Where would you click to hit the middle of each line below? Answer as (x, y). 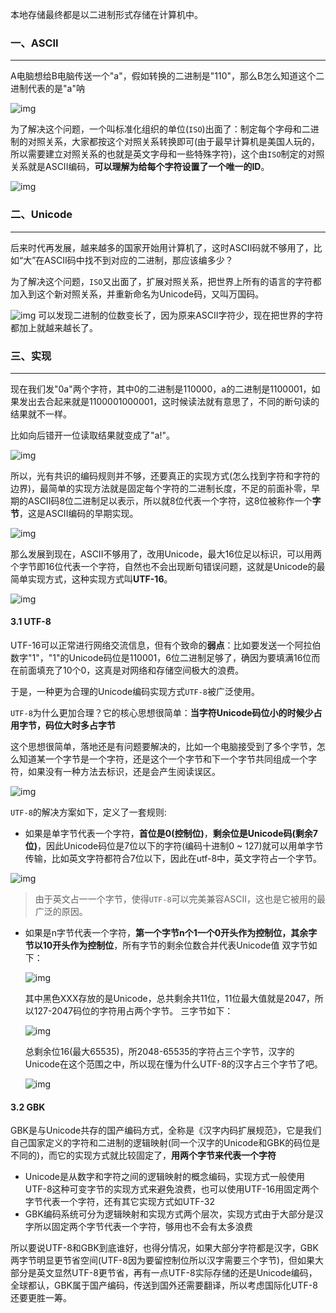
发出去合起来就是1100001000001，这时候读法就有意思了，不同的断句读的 (169, 401)
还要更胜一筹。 (41, 1298)
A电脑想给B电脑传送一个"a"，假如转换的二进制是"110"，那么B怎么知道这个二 (167, 76)
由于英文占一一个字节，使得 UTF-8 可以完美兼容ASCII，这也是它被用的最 (180, 899)
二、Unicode (41, 215)
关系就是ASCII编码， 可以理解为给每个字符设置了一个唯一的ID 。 (140, 167)
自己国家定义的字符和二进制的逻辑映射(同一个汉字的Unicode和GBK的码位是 (165, 1143)
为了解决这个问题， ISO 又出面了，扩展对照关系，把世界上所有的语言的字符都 (166, 281)
